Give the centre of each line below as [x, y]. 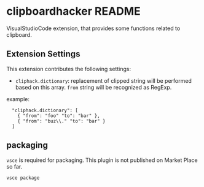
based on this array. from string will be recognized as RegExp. [93, 87]
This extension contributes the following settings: [69, 69]
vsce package [23, 178]
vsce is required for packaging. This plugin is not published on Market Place [102, 160]
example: [18, 99]
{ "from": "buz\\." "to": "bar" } [61, 121]
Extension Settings [43, 54]
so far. [14, 166]
